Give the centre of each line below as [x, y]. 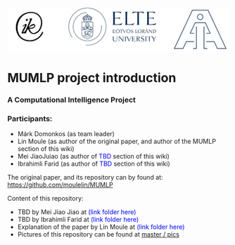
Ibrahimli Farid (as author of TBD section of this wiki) [94, 164]
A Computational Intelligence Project [71, 100]
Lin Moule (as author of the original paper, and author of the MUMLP [117, 141]
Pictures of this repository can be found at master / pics [98, 234]
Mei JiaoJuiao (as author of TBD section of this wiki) [94, 157]
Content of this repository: [45, 199]
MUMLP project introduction [92, 78]
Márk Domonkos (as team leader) [66, 134]
